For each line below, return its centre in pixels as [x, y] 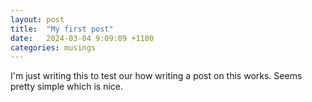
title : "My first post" [62, 29]
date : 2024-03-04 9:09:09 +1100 [82, 38]
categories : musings [53, 47]
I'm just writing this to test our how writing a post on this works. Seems [156, 76]
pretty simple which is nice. [67, 87]
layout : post [37, 19]
